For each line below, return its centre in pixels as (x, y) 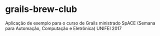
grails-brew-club (41, 9)
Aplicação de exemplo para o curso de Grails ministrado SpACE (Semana (80, 23)
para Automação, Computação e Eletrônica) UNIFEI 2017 (63, 28)
